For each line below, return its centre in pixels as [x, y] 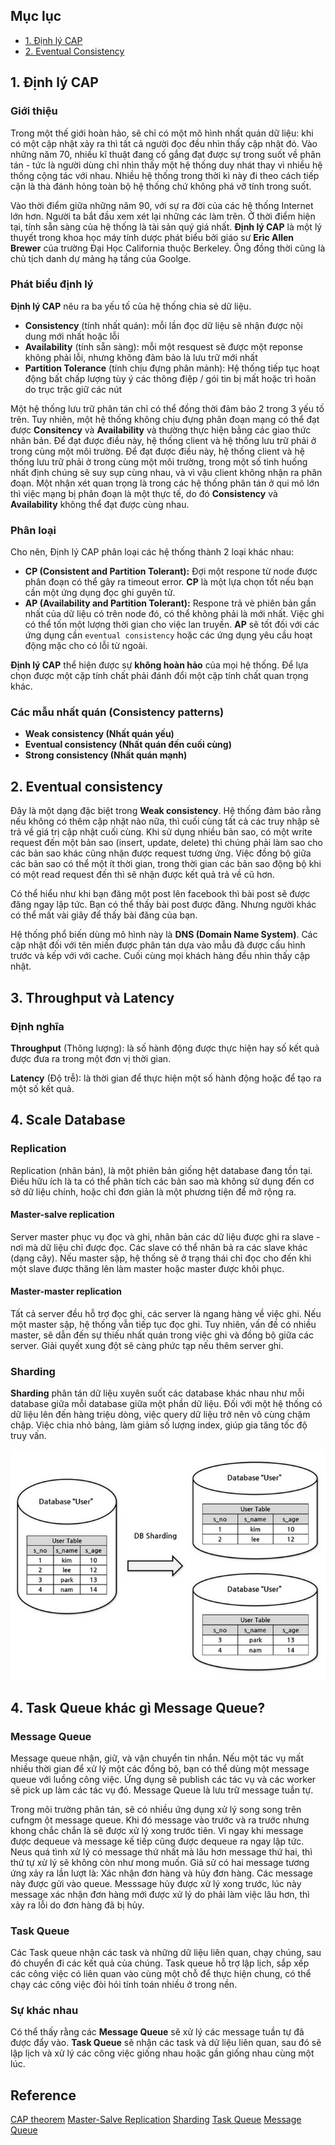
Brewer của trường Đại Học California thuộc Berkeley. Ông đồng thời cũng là [168, 248]
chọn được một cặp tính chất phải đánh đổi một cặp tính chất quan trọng [159, 676]
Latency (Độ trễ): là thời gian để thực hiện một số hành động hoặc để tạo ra [166, 1078]
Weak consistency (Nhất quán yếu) [99, 734]
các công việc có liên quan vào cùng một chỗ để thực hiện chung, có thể [161, 1974]
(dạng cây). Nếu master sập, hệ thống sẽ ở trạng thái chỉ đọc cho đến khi [161, 1258]
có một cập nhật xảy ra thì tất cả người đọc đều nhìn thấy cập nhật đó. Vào [164, 143]
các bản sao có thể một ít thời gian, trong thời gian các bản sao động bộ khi [166, 864]
